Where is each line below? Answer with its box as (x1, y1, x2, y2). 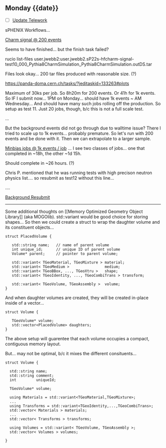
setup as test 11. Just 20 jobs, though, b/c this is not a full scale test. (5, 106, 144, 112)
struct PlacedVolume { (5, 234, 52, 239)
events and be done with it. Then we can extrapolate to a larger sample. (5, 135, 151, 141)
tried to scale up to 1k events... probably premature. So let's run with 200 (5, 130, 154, 136)
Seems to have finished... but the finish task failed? (5, 46, 109, 52)
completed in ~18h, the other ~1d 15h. (5, 150, 82, 156)
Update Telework (12, 17, 47, 23)
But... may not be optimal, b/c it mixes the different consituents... (5, 350, 137, 356)
